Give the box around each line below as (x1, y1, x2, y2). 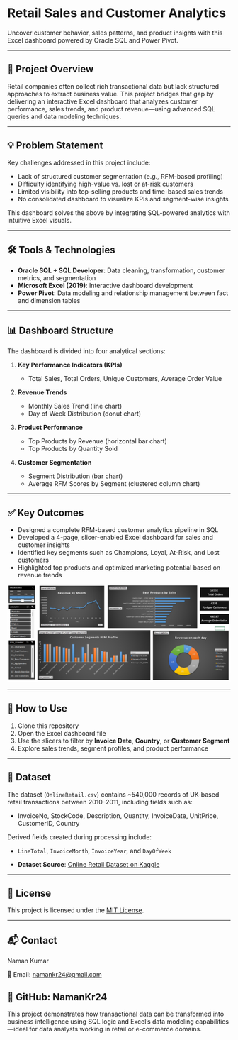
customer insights (17, 541, 71, 549)
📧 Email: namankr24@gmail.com (7, 970, 102, 979)
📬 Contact (7, 934, 57, 946)
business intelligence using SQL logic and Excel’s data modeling (7, 1017, 195, 1026)
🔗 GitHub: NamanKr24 (7, 991, 108, 1003)
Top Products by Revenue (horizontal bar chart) (28, 437, 168, 446)
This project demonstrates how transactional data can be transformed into (7, 1009, 225, 1019)
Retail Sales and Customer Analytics (7, 5, 227, 21)
